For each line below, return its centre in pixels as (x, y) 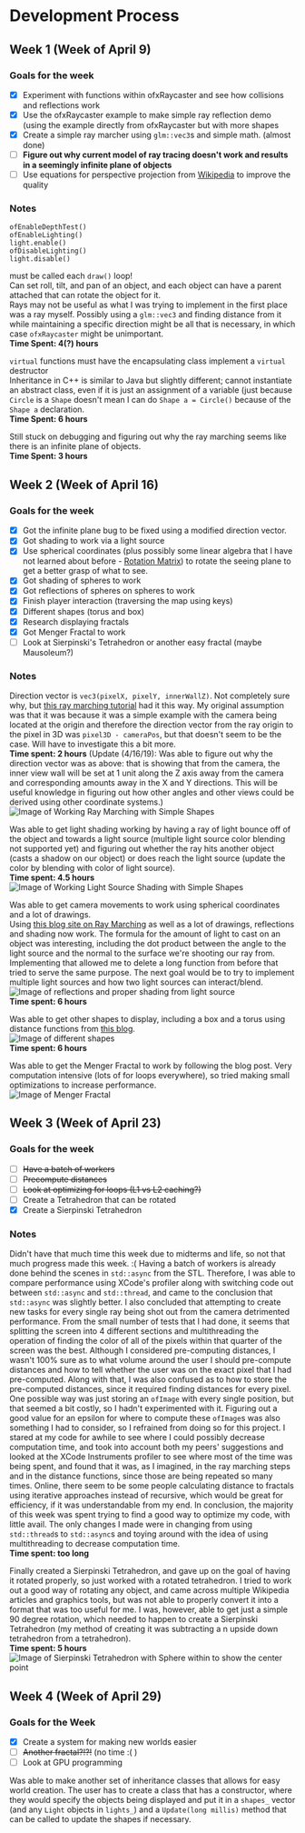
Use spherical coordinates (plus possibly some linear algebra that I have (157, 551)
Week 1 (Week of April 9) (80, 50)
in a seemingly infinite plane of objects (97, 165)
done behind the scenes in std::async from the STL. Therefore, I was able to (152, 1273)
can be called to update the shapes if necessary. (100, 1819)
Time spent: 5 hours (48, 1648)
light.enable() (38, 243)
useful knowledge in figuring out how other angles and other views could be (152, 793)
